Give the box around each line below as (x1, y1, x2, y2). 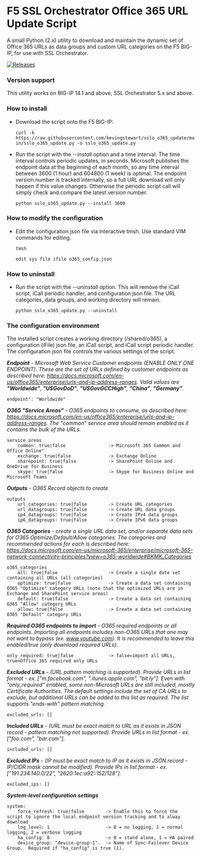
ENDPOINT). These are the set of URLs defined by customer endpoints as (7, 366, 188, 373)
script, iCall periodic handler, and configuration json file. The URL (15, 290, 176, 297)
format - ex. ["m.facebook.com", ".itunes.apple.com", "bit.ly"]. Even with (7, 675, 185, 682)
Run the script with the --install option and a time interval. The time (15, 151, 181, 158)
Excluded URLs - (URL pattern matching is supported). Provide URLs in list (7, 669, 191, 676)
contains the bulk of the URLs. (7, 426, 81, 433)
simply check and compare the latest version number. (15, 188, 148, 196)
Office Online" (7, 448, 45, 454)
